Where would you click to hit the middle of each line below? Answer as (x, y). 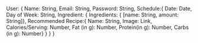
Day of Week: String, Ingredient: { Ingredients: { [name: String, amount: (92, 15)
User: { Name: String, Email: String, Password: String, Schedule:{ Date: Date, (99, 9)
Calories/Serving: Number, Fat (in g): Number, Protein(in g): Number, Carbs (98, 27)
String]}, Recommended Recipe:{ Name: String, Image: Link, (79, 21)
